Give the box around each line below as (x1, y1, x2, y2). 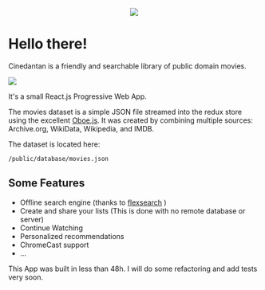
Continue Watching (19, 223, 84, 233)
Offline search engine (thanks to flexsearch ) (19, 198, 167, 207)
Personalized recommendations (19, 231, 125, 241)
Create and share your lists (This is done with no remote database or (19, 206, 246, 215)
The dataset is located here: (8, 139, 101, 149)
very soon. (8, 272, 44, 282)
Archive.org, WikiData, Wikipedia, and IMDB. (8, 123, 154, 133)
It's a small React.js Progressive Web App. (8, 92, 148, 101)
